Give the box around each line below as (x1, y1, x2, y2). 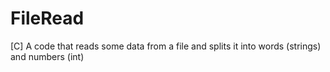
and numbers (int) (10, 50, 85, 62)
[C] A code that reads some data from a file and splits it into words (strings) (10, 40, 322, 52)
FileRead (10, 7, 85, 30)
